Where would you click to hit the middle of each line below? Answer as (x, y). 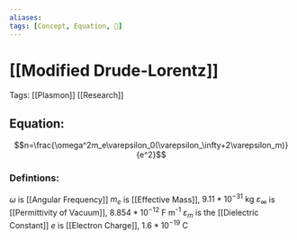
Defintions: (35, 178)
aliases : (26, 18)
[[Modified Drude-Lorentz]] (114, 71)
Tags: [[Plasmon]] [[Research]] (67, 95)
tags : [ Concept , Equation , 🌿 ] (66, 26)
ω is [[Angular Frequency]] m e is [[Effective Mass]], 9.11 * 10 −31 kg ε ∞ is (143, 200)
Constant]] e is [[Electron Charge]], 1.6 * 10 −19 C (99, 225)
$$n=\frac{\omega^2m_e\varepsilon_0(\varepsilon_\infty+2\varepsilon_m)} (151, 146)
